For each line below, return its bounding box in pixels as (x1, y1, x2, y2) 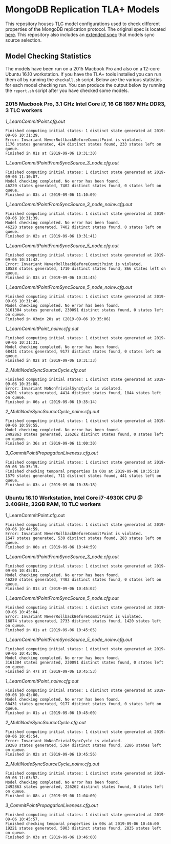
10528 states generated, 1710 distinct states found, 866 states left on (5, 266, 166, 271)
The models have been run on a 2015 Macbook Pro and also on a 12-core (5, 65, 160, 71)
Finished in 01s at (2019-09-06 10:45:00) (5, 710, 97, 715)
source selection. (5, 37, 42, 43)
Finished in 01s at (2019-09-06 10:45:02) (5, 586, 97, 592)
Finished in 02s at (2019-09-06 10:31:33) (5, 358, 97, 363)
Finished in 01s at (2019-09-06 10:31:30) (5, 151, 97, 156)
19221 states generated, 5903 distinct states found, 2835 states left (5, 826, 161, 831)
